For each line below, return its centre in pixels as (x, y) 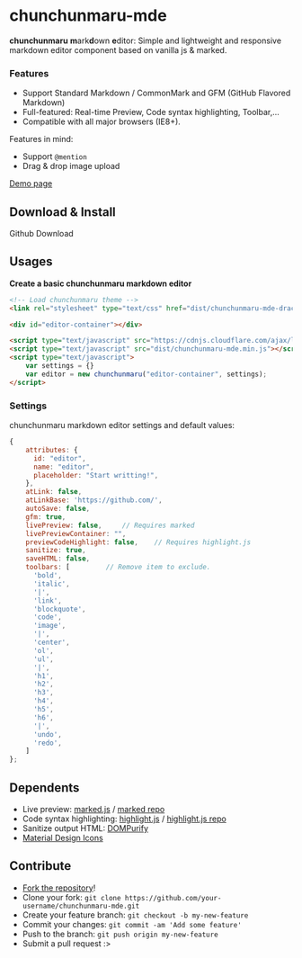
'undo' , (48, 734)
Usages (31, 262)
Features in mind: (41, 139)
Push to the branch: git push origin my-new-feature (120, 934)
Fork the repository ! (59, 888)
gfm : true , (46, 517)
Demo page (31, 184)
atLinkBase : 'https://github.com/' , (94, 500)
